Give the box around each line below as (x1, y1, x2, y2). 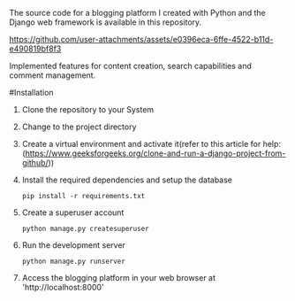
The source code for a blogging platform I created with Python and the (9, 8, 267, 18)
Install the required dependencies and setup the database (21, 174, 232, 185)
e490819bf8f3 (9, 43, 62, 54)
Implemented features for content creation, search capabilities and (9, 61, 252, 71)
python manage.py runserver (21, 257, 125, 266)
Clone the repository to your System (21, 104, 155, 114)
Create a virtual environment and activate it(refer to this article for (21, 139, 261, 149)
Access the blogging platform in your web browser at (21, 273, 216, 282)
